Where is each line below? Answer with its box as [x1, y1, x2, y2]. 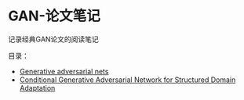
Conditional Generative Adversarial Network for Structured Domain [19, 75, 236, 84]
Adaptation [19, 83, 56, 92]
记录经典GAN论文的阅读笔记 [8, 34, 100, 44]
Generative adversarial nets [19, 66, 109, 76]
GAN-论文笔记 [8, 7, 100, 25]
